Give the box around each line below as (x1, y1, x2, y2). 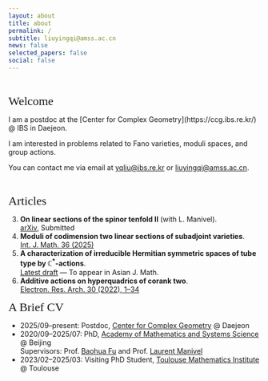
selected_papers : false (8, 49, 88, 57)
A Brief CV (8, 300, 64, 314)
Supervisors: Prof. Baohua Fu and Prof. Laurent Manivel (19, 346, 203, 355)
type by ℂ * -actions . (19, 257, 86, 268)
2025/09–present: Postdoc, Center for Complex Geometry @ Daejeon (19, 320, 250, 330)
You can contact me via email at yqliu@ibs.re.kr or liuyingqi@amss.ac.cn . (8, 162, 250, 172)
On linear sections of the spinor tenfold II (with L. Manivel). (19, 214, 218, 224)
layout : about (8, 11, 56, 20)
